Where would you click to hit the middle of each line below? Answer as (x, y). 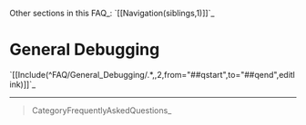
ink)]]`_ (23, 84)
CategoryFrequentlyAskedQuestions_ (102, 110)
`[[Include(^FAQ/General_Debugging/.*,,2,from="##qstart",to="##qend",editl (153, 74)
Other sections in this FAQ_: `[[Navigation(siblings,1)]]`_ (112, 13)
